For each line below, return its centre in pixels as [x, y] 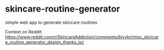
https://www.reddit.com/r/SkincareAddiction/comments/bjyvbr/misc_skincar [82, 37]
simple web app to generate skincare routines [51, 22]
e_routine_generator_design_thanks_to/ [45, 42]
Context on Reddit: [24, 32]
